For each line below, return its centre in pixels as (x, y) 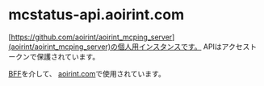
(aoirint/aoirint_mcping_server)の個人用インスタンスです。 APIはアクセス (129, 47)
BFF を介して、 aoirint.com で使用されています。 (87, 73)
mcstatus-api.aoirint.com (96, 15)
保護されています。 (68, 56)
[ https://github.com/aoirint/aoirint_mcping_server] (92, 37)
